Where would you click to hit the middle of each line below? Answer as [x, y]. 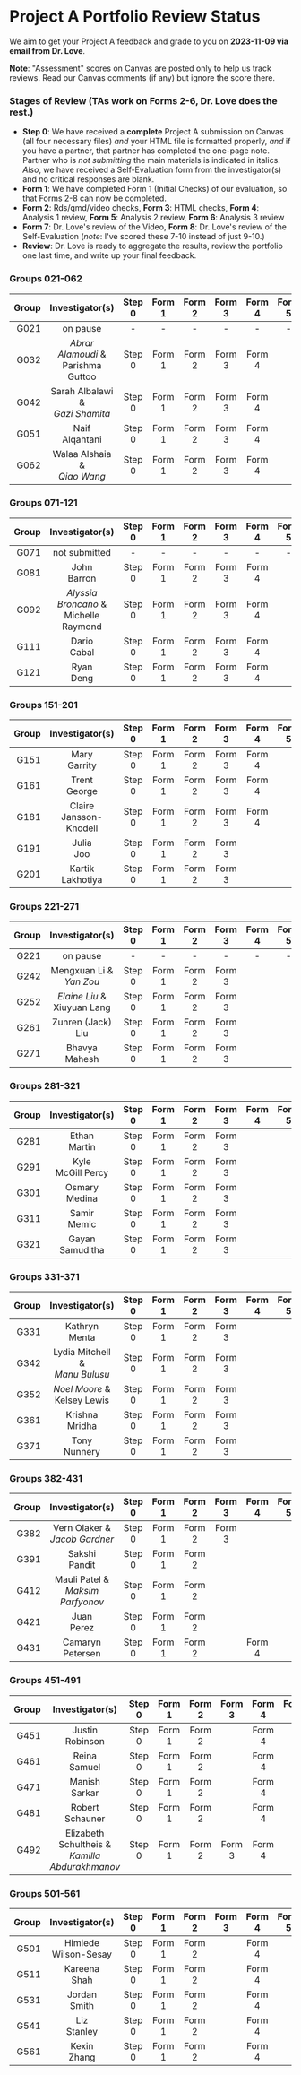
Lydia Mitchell [82, 1353]
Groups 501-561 [45, 1893]
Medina [82, 1198]
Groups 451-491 [45, 1681]
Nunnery [82, 1452]
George [82, 791]
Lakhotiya [82, 880]
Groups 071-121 [43, 503]
